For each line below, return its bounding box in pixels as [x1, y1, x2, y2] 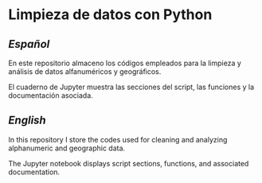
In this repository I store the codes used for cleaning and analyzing [8, 134, 228, 144]
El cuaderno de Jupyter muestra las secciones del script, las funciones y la [8, 82, 255, 91]
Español [8, 37, 50, 51]
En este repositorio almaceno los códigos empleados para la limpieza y [8, 58, 241, 68]
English [8, 114, 46, 127]
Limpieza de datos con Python [8, 6, 213, 24]
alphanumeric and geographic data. [8, 143, 126, 153]
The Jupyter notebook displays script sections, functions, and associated [8, 158, 249, 168]
